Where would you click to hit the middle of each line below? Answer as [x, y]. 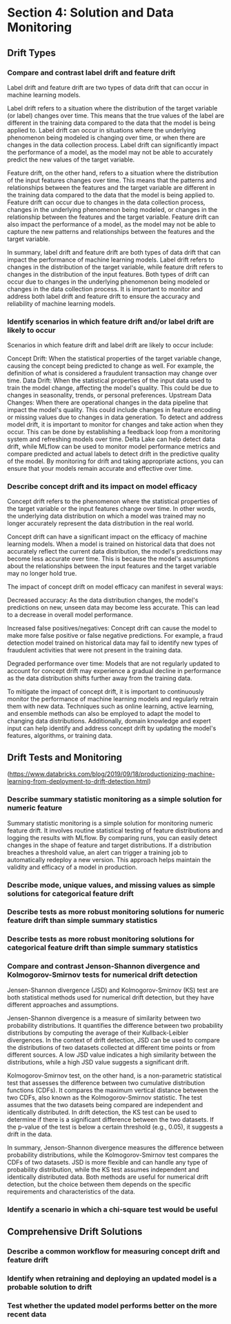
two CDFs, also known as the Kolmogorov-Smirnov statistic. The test [104, 1097]
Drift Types [32, 53]
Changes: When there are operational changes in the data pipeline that [108, 402]
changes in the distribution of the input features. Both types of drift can [108, 274]
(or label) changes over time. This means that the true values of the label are [116, 115]
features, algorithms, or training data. [60, 736]
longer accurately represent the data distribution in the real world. [101, 523]
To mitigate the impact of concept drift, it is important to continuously [106, 692]
